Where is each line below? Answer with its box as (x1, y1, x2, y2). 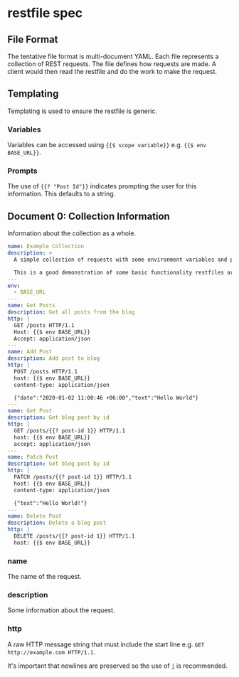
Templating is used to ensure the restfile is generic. (7, 107, 158, 115)
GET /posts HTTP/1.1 (14, 321, 75, 329)
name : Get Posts (7, 302, 55, 309)
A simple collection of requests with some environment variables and (14, 256, 228, 263)
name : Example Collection (7, 243, 84, 250)
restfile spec (7, 5, 83, 21)
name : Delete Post (7, 513, 62, 520)
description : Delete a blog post (7, 519, 107, 527)
